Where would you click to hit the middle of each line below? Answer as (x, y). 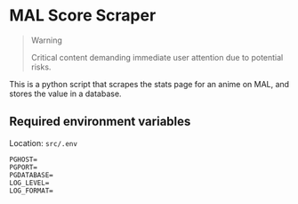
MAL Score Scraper (83, 16)
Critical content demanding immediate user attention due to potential (157, 57)
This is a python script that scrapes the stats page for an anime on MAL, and (149, 84)
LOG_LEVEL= (29, 183)
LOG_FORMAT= (31, 191)
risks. (41, 67)
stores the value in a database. (65, 94)
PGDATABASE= (31, 175)
